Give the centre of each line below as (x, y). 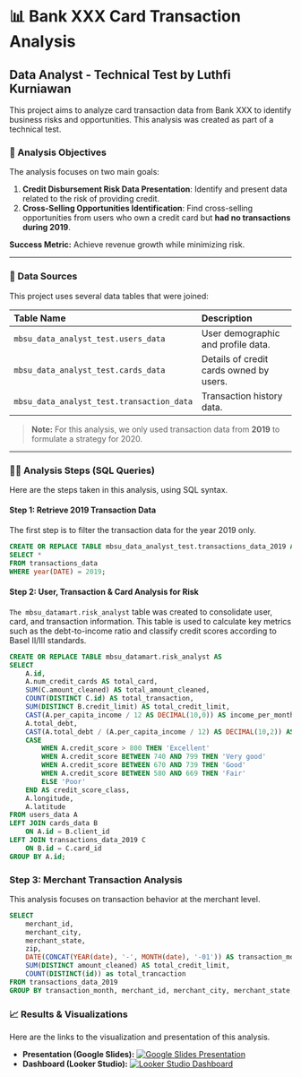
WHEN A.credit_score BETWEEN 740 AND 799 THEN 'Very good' (154, 757)
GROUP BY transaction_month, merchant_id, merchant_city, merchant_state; (152, 990)
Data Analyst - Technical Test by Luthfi (120, 75)
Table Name (40, 318)
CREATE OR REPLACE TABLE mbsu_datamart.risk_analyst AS (116, 657)
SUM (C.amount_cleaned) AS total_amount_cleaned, (118, 690)
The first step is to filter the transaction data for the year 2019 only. (133, 530)
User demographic (241, 333)
